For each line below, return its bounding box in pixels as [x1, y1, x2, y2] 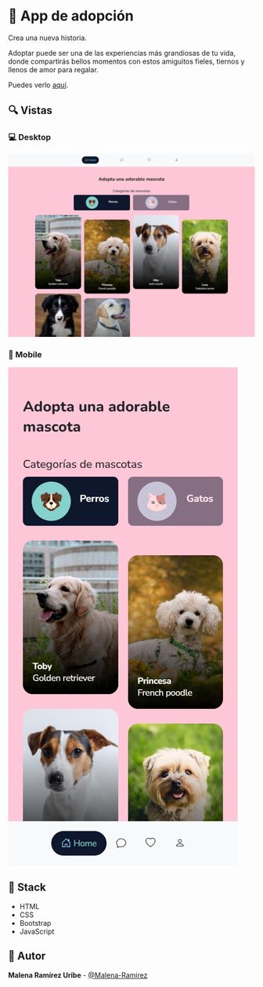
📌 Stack [8, 881, 47, 894]
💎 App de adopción [8, 7, 135, 25]
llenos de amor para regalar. [8, 64, 99, 74]
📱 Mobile [8, 349, 42, 360]
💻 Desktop [8, 132, 52, 143]
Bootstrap [19, 918, 52, 927]
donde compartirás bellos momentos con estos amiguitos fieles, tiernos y [8, 57, 245, 66]
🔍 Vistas [8, 104, 53, 117]
